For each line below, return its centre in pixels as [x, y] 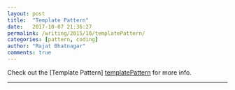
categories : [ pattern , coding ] [53, 40]
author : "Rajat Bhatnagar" [47, 46]
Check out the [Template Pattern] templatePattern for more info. [100, 72]
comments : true [29, 53]
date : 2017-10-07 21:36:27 [50, 27]
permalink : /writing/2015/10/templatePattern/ [76, 33]
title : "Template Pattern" [48, 20]
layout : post [26, 14]
